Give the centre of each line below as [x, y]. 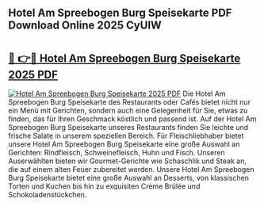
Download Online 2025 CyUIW [85, 26]
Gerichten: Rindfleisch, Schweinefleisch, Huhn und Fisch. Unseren [117, 153]
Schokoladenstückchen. [48, 195]
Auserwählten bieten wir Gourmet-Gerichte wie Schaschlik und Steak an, [128, 161]
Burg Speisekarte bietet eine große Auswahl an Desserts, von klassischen [129, 178]
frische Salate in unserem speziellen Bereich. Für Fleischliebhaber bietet [126, 135]
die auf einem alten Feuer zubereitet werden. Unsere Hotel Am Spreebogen [132, 169]
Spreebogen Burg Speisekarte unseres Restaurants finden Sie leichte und [128, 127]
